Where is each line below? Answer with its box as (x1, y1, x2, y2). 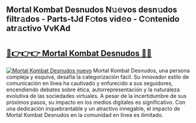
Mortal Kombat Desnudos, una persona (92, 67, 190, 74)
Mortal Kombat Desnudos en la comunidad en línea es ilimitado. (6, 112, 164, 118)
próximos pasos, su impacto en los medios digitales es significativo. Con (6, 99, 186, 106)
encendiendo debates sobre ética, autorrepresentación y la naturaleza (6, 86, 180, 93)
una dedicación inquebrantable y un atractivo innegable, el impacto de (6, 105, 180, 112)
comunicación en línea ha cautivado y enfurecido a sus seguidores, (6, 80, 173, 87)
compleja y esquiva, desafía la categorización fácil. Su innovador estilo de (6, 73, 189, 80)
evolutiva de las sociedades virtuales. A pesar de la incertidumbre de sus (6, 93, 187, 99)
